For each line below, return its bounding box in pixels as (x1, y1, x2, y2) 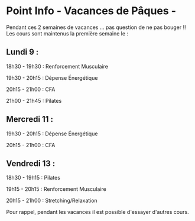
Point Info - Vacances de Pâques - (6, 4, 176, 18)
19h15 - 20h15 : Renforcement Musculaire (6, 186, 106, 193)
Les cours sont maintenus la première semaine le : (6, 30, 129, 37)
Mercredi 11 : (6, 114, 54, 125)
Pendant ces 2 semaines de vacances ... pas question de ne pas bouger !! (6, 24, 186, 31)
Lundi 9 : (6, 47, 39, 57)
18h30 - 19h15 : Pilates (6, 174, 61, 181)
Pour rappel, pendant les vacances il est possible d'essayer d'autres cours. (6, 209, 189, 216)
